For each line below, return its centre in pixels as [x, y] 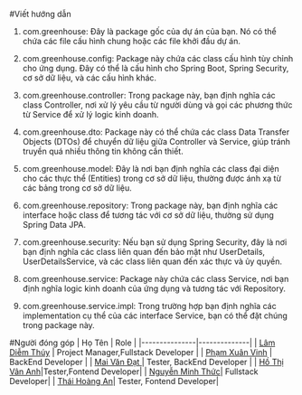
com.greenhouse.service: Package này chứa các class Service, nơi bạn [156, 279]
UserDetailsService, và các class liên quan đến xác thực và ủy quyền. [152, 261]
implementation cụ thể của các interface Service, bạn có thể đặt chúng [155, 315]
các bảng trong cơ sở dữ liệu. [77, 188]
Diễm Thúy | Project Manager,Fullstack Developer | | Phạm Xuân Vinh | [141, 352]
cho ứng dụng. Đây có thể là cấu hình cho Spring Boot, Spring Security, [156, 68]
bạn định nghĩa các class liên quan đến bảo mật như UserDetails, [143, 252]
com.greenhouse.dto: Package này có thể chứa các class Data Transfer [156, 132]
